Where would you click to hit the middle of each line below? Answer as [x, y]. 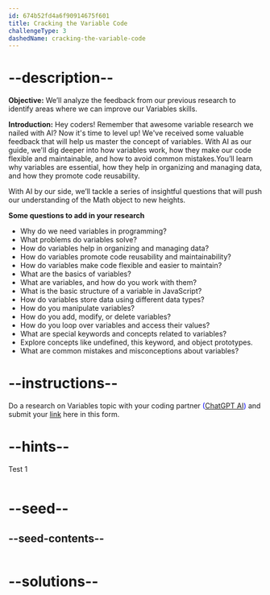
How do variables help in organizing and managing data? [114, 248]
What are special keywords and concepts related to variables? [123, 334]
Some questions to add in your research [77, 216]
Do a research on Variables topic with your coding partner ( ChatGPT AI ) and [135, 406]
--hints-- [39, 447]
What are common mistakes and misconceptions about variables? [129, 351]
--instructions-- [63, 384]
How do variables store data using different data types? [112, 300]
